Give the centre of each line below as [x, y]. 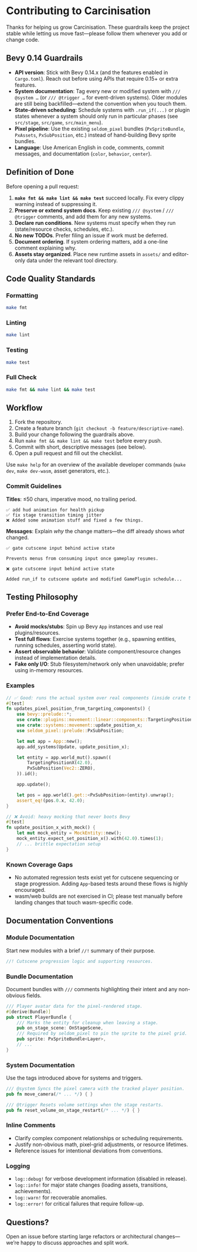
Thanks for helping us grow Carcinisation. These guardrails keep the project [98, 27]
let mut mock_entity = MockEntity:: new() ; [69, 833]
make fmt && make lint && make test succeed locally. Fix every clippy [99, 198]
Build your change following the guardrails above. [74, 434]
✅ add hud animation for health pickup [55, 510]
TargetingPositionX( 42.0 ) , [60, 763]
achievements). [33, 1191]
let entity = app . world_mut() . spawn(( [64, 758]
